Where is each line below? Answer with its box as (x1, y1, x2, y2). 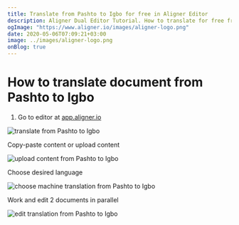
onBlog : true (7, 43, 46, 51)
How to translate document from (7, 74, 203, 90)
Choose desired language (7, 168, 83, 177)
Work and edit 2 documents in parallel (7, 195, 119, 204)
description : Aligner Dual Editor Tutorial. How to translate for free (7, 17, 224, 24)
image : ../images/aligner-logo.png (7, 37, 113, 44)
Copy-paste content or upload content (7, 140, 120, 149)
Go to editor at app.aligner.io (17, 112, 102, 121)
